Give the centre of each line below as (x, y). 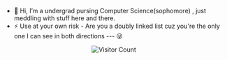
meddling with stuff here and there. (65, 18)
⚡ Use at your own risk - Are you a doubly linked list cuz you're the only (117, 26)
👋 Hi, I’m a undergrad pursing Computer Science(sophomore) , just (110, 11)
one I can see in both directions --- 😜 (68, 36)
